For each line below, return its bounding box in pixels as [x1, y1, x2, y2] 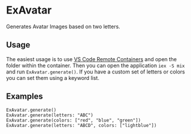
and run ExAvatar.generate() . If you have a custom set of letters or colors [6, 68, 185, 75]
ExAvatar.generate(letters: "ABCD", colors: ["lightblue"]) [6, 122, 157, 128]
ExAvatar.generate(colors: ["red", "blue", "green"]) [6, 117, 141, 123]
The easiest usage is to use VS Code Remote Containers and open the [6, 55, 177, 62]
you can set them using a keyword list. [6, 74, 100, 81]
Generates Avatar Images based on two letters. [6, 23, 121, 30]
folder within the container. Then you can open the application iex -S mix [6, 62, 185, 69]
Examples [6, 92, 43, 102]
